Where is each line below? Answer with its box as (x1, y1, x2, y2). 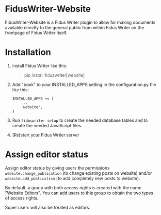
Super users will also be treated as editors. (5, 204, 91, 210)
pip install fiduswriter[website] (24, 72, 85, 78)
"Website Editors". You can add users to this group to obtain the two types (5, 190, 154, 196)
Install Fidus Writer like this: (12, 63, 67, 68)
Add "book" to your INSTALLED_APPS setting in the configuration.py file (12, 82, 156, 87)
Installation (5, 47, 51, 58)
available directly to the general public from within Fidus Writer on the (5, 24, 145, 30)
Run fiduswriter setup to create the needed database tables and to (12, 117, 148, 123)
